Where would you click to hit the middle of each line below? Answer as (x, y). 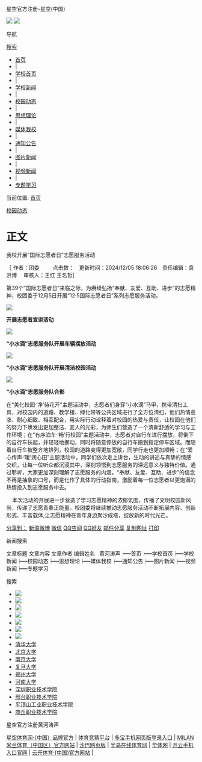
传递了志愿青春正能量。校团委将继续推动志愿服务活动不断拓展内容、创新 (106, 507)
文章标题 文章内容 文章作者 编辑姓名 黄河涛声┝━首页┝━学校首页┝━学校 (100, 553)
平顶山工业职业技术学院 (44, 704)
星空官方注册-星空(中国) (36, 9)
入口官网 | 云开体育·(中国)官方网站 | (50, 752)
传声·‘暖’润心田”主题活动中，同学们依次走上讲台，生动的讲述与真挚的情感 (101, 457)
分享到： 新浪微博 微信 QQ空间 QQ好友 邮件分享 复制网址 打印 (83, 528)
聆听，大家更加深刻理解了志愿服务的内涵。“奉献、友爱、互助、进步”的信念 (103, 472)
